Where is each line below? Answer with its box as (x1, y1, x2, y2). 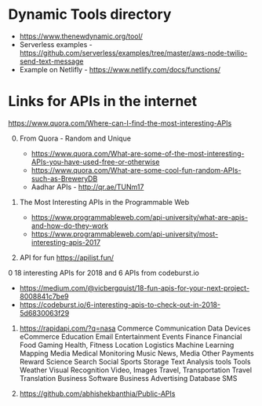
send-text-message (19, 57, 84, 66)
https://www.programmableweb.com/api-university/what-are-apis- (31, 212, 249, 221)
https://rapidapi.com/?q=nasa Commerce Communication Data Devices (19, 324, 251, 333)
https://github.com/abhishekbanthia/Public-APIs (19, 389, 176, 398)
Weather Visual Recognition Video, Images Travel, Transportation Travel (19, 365, 253, 375)
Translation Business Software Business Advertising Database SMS (19, 373, 238, 382)
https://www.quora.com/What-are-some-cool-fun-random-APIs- (31, 165, 242, 174)
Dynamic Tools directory (8, 5, 172, 24)
